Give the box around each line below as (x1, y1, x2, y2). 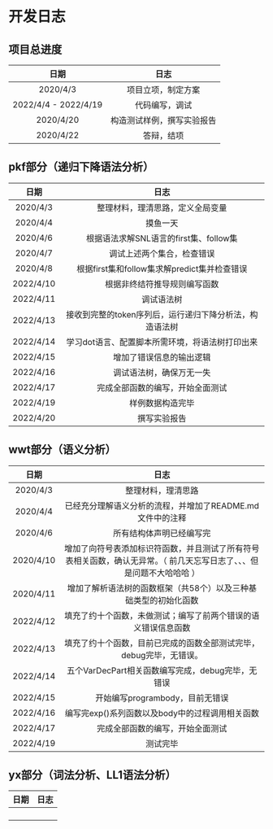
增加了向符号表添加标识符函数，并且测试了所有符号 (64, 543, 260, 554)
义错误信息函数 (133, 622, 191, 633)
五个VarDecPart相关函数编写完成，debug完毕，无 (66, 665, 258, 676)
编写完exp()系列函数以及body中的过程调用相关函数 (64, 707, 260, 718)
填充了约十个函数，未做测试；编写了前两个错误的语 (64, 609, 260, 621)
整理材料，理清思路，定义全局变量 (97, 202, 227, 213)
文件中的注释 (137, 512, 187, 523)
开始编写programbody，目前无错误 (94, 692, 229, 704)
